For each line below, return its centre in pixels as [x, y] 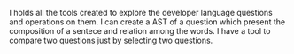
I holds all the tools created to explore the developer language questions [141, 13]
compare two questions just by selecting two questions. [111, 40]
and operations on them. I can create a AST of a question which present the [147, 22]
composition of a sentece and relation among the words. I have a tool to [140, 31]
